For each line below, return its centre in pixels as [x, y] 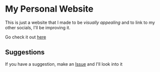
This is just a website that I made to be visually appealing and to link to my [80, 22]
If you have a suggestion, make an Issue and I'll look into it [64, 64]
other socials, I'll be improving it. [38, 27]
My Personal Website [49, 9]
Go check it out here [26, 37]
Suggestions [25, 52]
